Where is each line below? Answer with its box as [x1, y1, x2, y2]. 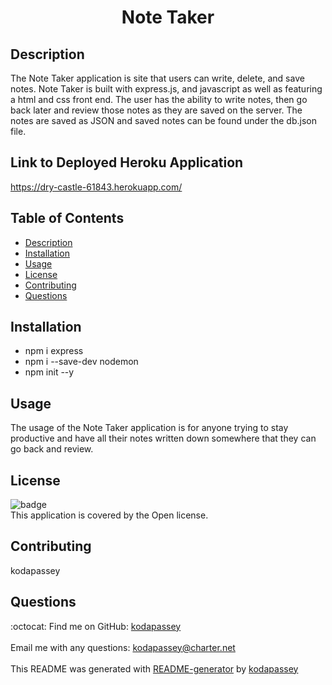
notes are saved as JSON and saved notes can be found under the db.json [10, 115, 317, 126]
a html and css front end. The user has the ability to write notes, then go [10, 94, 308, 105]
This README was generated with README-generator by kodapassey [10, 662, 299, 675]
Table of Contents [10, 210, 125, 227]
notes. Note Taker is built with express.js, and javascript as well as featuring [10, 83, 323, 95]
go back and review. [10, 443, 94, 455]
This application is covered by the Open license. [10, 509, 209, 521]
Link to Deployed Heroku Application [10, 154, 244, 171]
